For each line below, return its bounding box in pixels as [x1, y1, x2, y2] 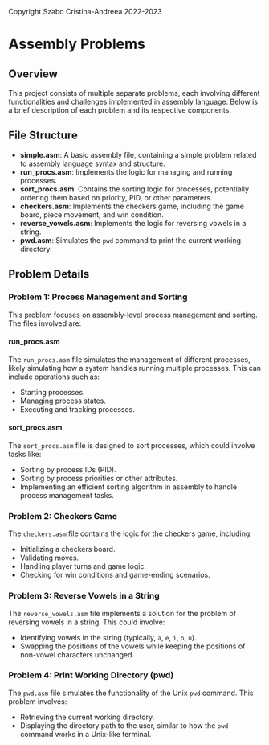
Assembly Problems [8, 35, 146, 53]
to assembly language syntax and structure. [19, 158, 166, 168]
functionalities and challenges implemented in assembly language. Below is [8, 97, 259, 106]
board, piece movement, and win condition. [19, 209, 164, 220]
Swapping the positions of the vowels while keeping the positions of [19, 641, 246, 651]
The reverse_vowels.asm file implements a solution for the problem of [8, 608, 237, 618]
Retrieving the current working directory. [19, 712, 155, 722]
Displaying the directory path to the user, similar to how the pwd [19, 720, 229, 731]
